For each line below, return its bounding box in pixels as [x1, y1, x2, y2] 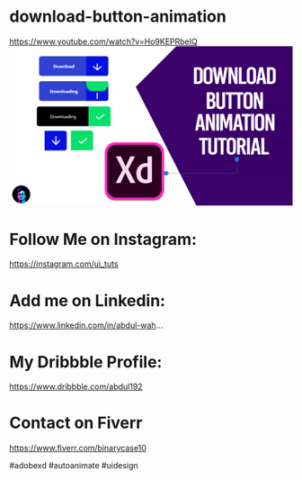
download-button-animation [9, 6, 226, 27]
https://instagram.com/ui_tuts [9, 258, 119, 269]
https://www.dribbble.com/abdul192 [9, 381, 143, 393]
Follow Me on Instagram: [9, 229, 198, 249]
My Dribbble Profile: [9, 351, 163, 372]
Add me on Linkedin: [9, 290, 166, 311]
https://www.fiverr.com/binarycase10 [9, 443, 147, 454]
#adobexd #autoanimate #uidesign [9, 460, 139, 471]
